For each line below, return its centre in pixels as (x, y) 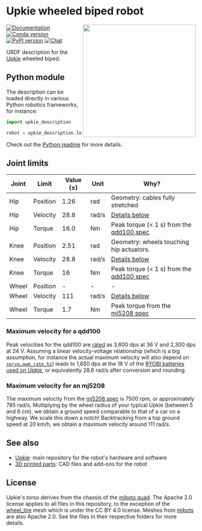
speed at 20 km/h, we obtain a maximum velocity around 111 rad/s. (88, 424)
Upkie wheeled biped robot (75, 11)
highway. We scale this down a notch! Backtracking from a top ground (93, 417)
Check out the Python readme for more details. (64, 144)
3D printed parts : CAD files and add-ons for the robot (81, 464)
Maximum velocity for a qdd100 (54, 332)
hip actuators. (130, 249)
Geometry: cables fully (143, 198)
